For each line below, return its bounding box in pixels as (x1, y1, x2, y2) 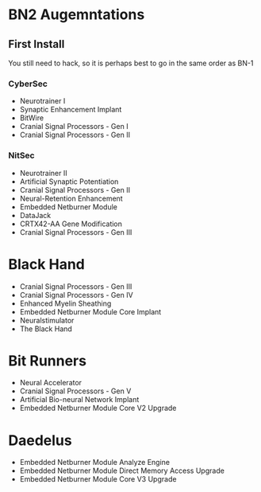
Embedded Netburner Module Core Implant (19, 307, 162, 316)
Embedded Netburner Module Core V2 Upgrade (19, 404, 177, 413)
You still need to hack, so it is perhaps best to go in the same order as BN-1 (8, 58, 254, 68)
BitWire (19, 113, 44, 123)
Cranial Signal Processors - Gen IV (19, 290, 133, 299)
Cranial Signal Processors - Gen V (19, 386, 132, 396)
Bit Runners (8, 352, 87, 369)
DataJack (19, 210, 52, 220)
